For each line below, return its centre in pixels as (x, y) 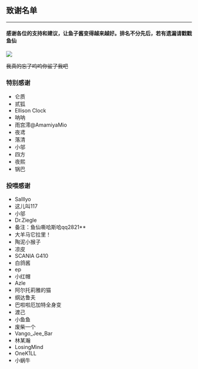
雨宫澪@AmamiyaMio (41, 125)
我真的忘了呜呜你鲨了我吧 (37, 66)
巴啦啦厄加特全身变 (38, 304)
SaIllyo (23, 199)
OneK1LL (25, 353)
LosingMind (29, 347)
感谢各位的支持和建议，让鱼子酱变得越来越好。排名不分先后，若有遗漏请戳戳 (99, 34)
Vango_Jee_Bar (34, 333)
